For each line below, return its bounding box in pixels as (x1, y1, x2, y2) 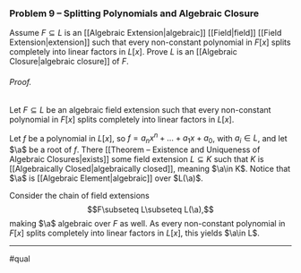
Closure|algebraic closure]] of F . (9, 56, 130, 67)
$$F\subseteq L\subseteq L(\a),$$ (86, 204, 215, 215)
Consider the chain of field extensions (9, 190, 150, 200)
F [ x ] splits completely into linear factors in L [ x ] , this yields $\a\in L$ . (9, 227, 260, 238)
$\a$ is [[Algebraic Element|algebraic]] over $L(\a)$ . (9, 173, 203, 183)
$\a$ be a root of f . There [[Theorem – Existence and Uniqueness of (9, 144, 261, 155)
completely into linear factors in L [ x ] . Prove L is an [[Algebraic (9, 47, 237, 57)
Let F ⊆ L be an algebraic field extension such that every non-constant (9, 104, 271, 115)
